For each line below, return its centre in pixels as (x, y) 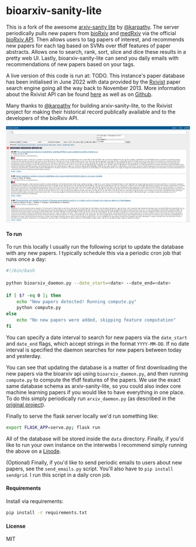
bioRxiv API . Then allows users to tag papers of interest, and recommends (95, 39)
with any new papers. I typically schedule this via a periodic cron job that (94, 253)
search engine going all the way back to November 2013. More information (96, 88)
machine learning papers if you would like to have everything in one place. (95, 392)
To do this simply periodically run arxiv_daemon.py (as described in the (91, 398)
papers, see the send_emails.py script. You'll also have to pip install (90, 469)
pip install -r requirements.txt (47, 513)
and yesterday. (24, 356)
